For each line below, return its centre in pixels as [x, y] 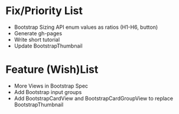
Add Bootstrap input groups [48, 92]
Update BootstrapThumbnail [48, 46]
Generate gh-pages [38, 33]
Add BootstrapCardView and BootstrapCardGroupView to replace [94, 98]
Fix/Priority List [44, 11]
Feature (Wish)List [52, 70]
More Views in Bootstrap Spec [51, 86]
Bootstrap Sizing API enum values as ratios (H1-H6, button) [86, 27]
